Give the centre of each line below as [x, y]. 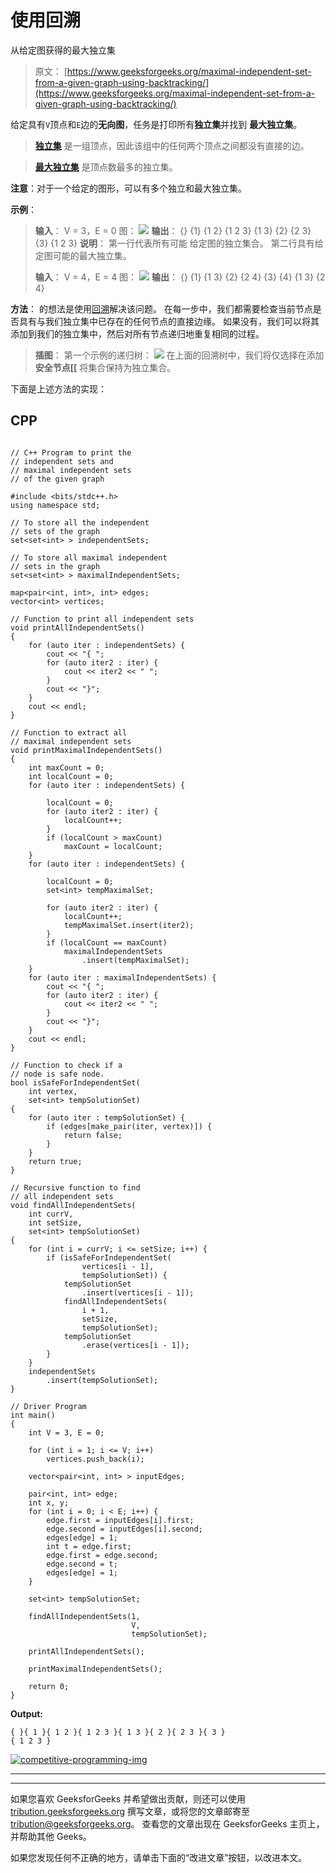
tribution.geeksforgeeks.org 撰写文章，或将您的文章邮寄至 [130, 1811]
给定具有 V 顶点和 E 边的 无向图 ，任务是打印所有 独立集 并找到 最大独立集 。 [156, 124]
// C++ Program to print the [71, 452]
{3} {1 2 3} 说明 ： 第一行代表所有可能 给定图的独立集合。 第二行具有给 [179, 243]
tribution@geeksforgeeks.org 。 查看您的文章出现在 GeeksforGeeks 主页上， [167, 1823]
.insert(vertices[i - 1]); [138, 1292]
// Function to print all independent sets [102, 619]
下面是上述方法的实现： [58, 388]
